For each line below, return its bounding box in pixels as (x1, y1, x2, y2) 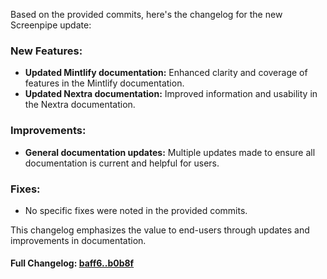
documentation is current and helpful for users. (24, 157, 220, 169)
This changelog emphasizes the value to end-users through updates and (10, 224, 310, 236)
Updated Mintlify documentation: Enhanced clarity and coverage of (24, 67, 308, 79)
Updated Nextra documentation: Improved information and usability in (24, 88, 318, 100)
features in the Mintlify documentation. (24, 77, 185, 89)
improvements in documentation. (10, 234, 147, 246)
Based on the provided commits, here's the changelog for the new (10, 9, 283, 20)
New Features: (10, 44, 83, 58)
